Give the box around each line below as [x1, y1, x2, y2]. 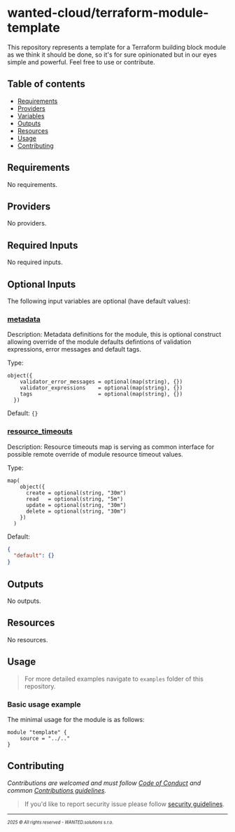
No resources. [7, 635, 48, 644]
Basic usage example [7, 699, 82, 709]
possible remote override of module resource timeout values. [7, 450, 183, 458]
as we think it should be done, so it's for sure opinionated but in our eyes [7, 50, 217, 59]
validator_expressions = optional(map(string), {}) [20, 384, 183, 391]
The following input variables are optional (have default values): [7, 297, 191, 305]
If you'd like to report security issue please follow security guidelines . [24, 800, 225, 808]
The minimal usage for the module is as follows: [7, 715, 145, 723]
